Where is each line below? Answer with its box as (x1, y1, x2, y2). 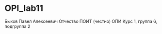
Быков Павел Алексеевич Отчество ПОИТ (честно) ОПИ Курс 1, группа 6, (4, 18, 158, 24)
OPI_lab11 (4, 3, 44, 14)
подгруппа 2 (4, 23, 31, 29)
